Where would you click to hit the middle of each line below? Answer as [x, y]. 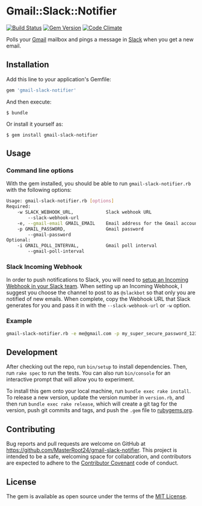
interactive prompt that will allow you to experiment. [70, 380]
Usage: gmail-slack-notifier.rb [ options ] [60, 201]
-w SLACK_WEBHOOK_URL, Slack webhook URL [84, 212]
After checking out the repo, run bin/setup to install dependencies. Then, [97, 367]
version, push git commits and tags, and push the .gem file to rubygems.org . [100, 410]
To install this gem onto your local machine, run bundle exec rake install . [99, 391]
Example [19, 321]
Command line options [40, 170]
